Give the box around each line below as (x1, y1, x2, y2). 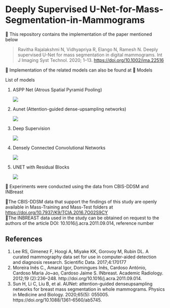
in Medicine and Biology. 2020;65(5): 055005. (12, 291, 109, 297)
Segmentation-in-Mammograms (5, 14, 145, 26)
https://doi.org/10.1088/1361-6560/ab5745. (12, 297, 103, 303)
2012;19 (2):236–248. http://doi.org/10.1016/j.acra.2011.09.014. (12, 275, 142, 281)
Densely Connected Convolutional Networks (12, 145, 106, 151)
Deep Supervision (12, 125, 50, 131)
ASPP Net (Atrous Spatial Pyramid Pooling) (12, 86, 103, 92)
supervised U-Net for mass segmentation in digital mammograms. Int (17, 52, 162, 58)
